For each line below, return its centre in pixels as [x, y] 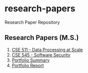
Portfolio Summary [31, 60]
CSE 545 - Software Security [41, 55]
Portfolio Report [28, 65]
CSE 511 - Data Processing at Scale [47, 49]
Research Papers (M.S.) [42, 38]
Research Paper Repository [32, 22]
